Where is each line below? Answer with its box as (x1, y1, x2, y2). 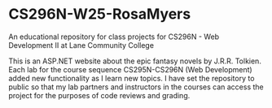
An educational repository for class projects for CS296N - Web (8, 32, 220, 41)
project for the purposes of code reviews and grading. (8, 90, 191, 100)
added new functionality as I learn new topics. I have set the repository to (8, 73, 255, 83)
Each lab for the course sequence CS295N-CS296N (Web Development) (8, 64, 252, 74)
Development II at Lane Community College (8, 40, 155, 50)
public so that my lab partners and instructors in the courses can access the (8, 82, 264, 92)
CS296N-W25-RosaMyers (8, 5, 191, 24)
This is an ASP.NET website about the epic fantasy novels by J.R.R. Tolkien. (8, 56, 262, 66)
